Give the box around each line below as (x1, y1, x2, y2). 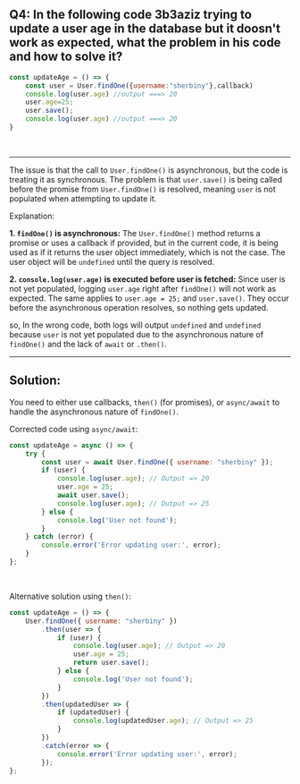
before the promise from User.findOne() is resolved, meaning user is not (9, 183, 277, 194)
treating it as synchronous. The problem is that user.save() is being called (9, 174, 283, 184)
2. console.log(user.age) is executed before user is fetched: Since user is (9, 273, 286, 285)
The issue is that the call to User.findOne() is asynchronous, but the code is (9, 165, 288, 175)
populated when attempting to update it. (9, 192, 157, 204)
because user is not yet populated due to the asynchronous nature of (9, 328, 264, 339)
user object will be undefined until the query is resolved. (9, 256, 215, 267)
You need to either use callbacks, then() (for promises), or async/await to (9, 396, 280, 407)
